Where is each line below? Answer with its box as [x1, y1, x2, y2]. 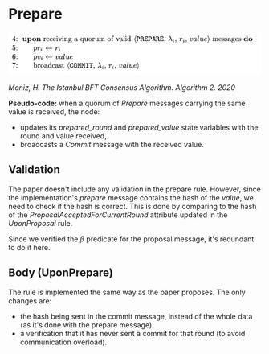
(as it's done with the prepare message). [19, 319, 154, 330]
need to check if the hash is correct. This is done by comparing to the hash [8, 201, 257, 211]
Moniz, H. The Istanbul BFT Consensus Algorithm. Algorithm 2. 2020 [8, 83, 235, 93]
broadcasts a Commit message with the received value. [19, 140, 205, 150]
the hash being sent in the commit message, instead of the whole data [19, 311, 253, 321]
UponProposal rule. [8, 218, 73, 228]
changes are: [8, 295, 52, 306]
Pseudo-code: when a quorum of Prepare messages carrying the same [8, 98, 247, 109]
